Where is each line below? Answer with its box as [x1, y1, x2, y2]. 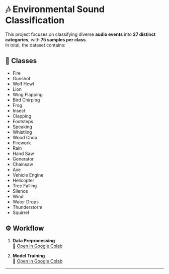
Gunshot [12, 75, 31, 81]
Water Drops [12, 198, 39, 205]
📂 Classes [5, 57, 37, 65]
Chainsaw [12, 161, 34, 167]
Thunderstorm [12, 204, 43, 210]
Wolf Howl [12, 81, 34, 87]
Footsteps [12, 118, 34, 124]
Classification [5, 15, 64, 26]
